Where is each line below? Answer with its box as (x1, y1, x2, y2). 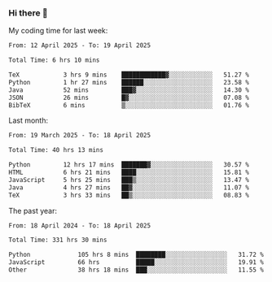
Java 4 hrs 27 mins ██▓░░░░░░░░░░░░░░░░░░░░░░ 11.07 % (8, 183, 250, 192)
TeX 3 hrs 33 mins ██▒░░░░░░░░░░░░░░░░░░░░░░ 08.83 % (8, 191, 250, 199)
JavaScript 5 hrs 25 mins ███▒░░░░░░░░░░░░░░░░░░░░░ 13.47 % (8, 176, 250, 184)
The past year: (8, 206, 57, 215)
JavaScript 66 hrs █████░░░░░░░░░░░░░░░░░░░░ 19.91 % (8, 258, 265, 267)
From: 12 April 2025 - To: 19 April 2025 (8, 41, 151, 50)
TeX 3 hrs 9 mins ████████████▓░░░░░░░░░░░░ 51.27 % (8, 71, 250, 80)
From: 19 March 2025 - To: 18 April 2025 (8, 132, 151, 140)
